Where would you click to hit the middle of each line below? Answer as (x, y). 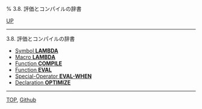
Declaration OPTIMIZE (43, 82)
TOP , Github (21, 100)
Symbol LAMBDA (36, 51)
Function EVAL (33, 70)
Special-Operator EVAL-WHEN (53, 76)
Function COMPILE (38, 63)
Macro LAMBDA (35, 57)
